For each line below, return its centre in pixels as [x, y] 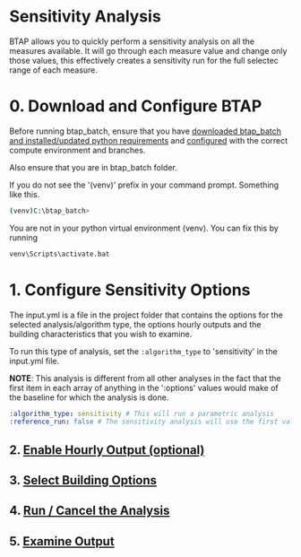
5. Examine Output [62, 541]
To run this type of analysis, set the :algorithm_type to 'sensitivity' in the [143, 351]
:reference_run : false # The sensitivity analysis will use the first [144, 422]
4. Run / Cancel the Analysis [90, 511]
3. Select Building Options [83, 480]
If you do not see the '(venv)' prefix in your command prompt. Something [144, 185]
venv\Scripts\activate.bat [60, 254]
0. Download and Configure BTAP [136, 106]
